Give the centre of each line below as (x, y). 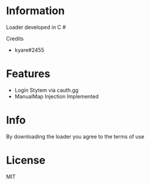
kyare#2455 (29, 50)
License (26, 160)
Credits (15, 38)
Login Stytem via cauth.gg (46, 90)
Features (28, 74)
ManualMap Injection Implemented (56, 96)
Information (35, 11)
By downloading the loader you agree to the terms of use (75, 136)
